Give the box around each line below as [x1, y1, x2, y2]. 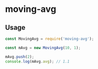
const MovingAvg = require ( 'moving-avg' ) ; [5, 36, 94, 41]
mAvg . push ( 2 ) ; [5, 54, 35, 59]
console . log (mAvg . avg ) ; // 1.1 [5, 59, 70, 64]
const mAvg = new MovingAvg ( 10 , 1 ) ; [5, 45, 81, 50]
